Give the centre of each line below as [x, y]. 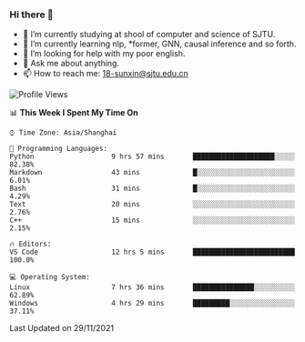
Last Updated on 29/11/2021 [62, 328]
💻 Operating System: [50, 277]
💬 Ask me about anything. [71, 64]
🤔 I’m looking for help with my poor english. [104, 54]
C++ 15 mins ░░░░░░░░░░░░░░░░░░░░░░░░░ [152, 221]
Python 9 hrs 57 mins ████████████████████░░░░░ [152, 157]
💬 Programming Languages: [58, 149]
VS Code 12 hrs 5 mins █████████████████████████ [152, 252]
